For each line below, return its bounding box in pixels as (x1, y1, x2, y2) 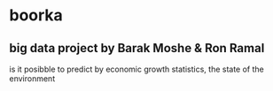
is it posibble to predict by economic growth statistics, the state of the (9, 64, 264, 74)
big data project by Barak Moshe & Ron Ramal (9, 41, 265, 56)
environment (9, 73, 56, 84)
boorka (9, 5, 64, 26)
